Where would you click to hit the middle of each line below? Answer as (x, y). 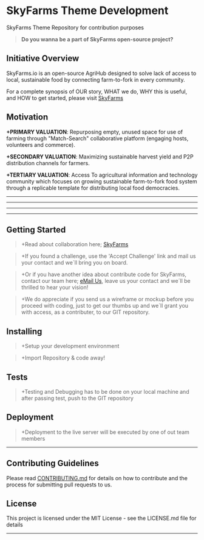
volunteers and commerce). (41, 144)
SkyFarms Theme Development (87, 11)
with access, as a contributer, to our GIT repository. (85, 312)
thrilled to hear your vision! (55, 288)
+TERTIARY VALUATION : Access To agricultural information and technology (102, 175)
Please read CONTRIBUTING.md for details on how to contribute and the (97, 478)
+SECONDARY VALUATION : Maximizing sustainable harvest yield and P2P (100, 157)
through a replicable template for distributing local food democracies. (93, 188)
